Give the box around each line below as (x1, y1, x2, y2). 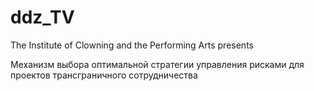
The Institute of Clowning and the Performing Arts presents (10, 39, 254, 51)
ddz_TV (10, 6, 75, 29)
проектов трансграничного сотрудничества (10, 69, 198, 81)
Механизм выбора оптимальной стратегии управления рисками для (10, 58, 305, 70)
